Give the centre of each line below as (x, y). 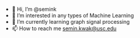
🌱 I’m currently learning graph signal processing (71, 22)
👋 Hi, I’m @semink (34, 9)
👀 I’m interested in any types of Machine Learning (73, 15)
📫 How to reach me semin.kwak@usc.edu (64, 28)
